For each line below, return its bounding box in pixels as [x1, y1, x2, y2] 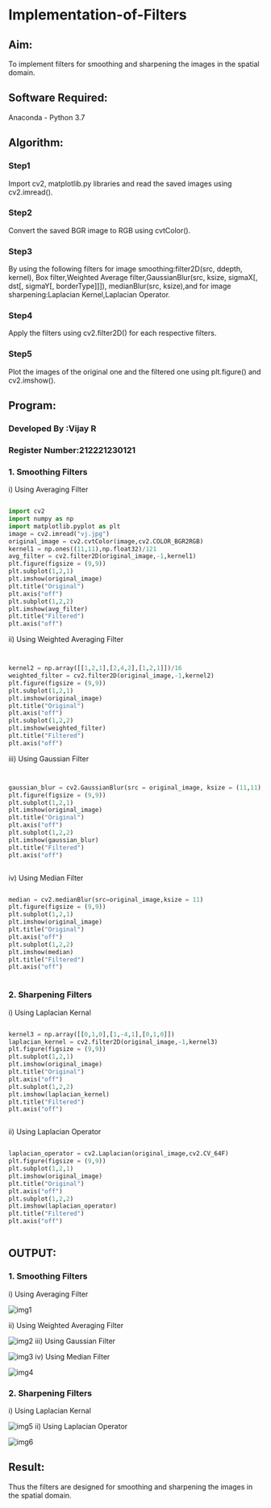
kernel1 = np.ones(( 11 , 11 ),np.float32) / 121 [8, 545, 157, 553]
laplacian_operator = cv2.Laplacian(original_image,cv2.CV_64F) [8, 1150, 229, 1158]
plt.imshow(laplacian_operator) [8, 1202, 117, 1210]
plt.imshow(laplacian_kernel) [8, 1090, 110, 1099]
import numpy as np [8, 515, 74, 523]
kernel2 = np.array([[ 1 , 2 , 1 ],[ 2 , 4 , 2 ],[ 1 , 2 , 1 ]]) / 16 [8, 664, 182, 672]
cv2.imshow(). [8, 375, 56, 385]
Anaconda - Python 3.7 [8, 112, 85, 122]
